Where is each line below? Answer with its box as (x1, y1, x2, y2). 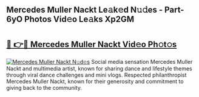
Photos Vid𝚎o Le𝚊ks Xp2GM (24, 14, 135, 25)
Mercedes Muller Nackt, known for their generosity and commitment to (6, 78, 184, 85)
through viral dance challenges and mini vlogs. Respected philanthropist (6, 72, 187, 78)
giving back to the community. (6, 84, 82, 91)
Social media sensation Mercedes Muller (90, 58, 193, 65)
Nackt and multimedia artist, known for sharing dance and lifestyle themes (6, 65, 192, 72)
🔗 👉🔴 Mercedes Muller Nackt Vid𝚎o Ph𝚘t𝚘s (6, 39, 177, 49)
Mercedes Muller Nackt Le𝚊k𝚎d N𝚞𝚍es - (6, 5, 163, 15)
